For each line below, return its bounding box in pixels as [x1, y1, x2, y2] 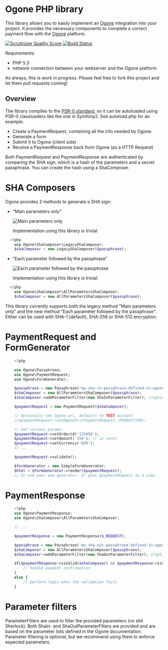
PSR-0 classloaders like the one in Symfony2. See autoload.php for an [5, 113, 150, 119]
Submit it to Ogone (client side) [12, 139, 76, 145]
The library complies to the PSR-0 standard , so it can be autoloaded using [5, 108, 158, 114]
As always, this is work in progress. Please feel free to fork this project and [5, 75, 159, 81]
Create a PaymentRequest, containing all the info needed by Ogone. [12, 128, 152, 134]
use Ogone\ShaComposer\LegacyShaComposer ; [14, 242, 104, 247]
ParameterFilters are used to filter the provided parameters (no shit [5, 617, 143, 623]
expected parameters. [5, 639, 51, 645]
